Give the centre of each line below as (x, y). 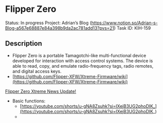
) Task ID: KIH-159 (132, 28)
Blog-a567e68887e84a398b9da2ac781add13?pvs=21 (60, 28)
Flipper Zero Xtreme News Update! (41, 91)
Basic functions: (29, 101)
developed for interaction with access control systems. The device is (82, 61)
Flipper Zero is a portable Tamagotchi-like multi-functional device (79, 55)
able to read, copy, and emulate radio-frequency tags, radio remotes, (83, 66)
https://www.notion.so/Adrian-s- (125, 23)
